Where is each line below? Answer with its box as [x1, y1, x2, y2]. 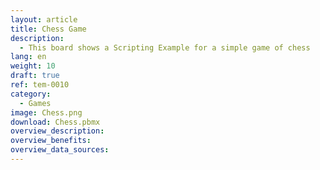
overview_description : [10, 126, 105, 136]
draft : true [10, 71, 60, 81]
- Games [19, 98, 52, 108]
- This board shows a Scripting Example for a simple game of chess [19, 42, 311, 53]
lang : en [10, 52, 47, 62]
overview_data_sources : [10, 145, 110, 155]
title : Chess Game [10, 24, 87, 34]
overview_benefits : [10, 136, 92, 146]
